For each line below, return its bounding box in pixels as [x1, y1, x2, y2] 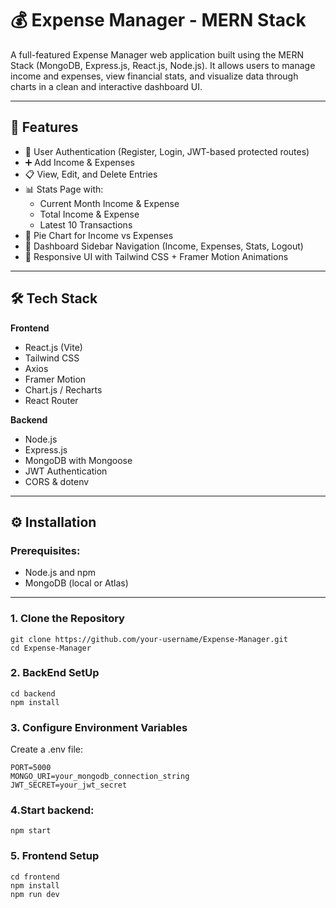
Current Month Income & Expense [39, 197, 180, 209]
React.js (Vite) [24, 341, 83, 353]
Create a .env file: [10, 743, 83, 756]
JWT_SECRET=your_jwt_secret [10, 780, 128, 791]
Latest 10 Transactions [39, 218, 133, 231]
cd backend [10, 688, 56, 699]
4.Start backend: [10, 803, 95, 817]
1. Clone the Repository [10, 612, 125, 626]
